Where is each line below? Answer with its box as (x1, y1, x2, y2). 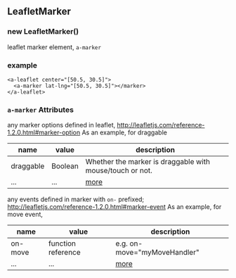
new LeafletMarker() (7, 27, 79, 37)
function (48, 239, 76, 248)
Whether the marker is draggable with (85, 157, 211, 167)
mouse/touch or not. (85, 165, 153, 175)
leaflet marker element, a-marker (7, 42, 102, 51)
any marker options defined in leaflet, (7, 121, 116, 129)
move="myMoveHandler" (115, 248, 199, 258)
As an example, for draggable (81, 128, 167, 137)
